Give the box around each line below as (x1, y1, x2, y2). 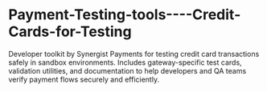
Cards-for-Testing (8, 22, 132, 41)
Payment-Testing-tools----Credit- (8, 6, 241, 24)
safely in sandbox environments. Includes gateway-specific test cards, (8, 58, 243, 67)
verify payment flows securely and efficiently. (8, 74, 159, 84)
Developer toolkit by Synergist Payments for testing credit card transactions (8, 49, 260, 58)
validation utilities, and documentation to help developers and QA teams (8, 66, 247, 75)
